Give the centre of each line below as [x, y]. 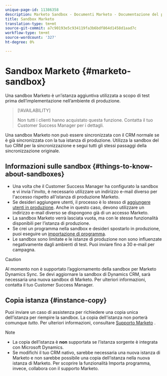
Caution [13, 259]
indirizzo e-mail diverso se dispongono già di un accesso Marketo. [81, 212]
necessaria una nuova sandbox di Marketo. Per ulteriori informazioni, [76, 280]
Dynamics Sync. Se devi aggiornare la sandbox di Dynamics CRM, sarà [78, 274]
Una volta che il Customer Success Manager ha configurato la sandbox [85, 186]
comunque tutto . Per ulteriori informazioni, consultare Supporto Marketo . [80, 323]
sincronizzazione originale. [33, 151]
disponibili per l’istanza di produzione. [51, 223]
